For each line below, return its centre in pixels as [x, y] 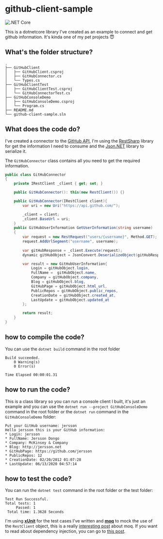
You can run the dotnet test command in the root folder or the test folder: [79, 490]
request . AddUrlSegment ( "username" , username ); [70, 242]
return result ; [38, 313]
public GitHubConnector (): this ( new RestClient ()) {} [69, 193]
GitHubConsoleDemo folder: [31, 417]
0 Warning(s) [27, 362]
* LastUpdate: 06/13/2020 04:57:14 [41, 464]
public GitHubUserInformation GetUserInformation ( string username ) [83, 228]
